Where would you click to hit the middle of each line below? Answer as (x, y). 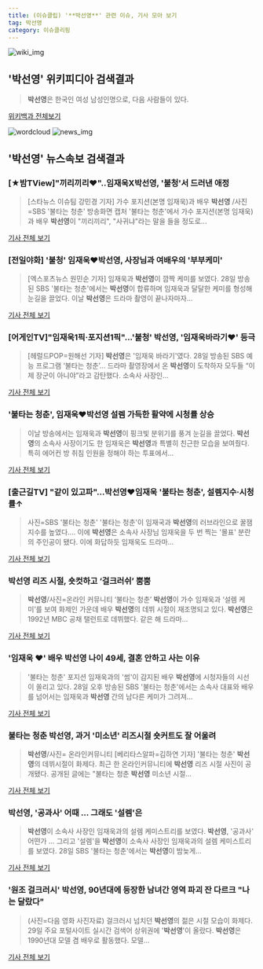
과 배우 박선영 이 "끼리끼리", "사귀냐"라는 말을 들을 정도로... (117, 221)
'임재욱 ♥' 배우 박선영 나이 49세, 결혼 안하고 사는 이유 (104, 659)
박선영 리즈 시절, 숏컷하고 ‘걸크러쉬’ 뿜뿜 (80, 581)
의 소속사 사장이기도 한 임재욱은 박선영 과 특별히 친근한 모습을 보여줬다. (142, 443)
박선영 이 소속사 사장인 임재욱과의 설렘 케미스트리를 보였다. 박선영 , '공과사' (140, 831)
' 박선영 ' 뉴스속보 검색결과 (66, 158)
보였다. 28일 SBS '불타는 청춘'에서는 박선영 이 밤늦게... (119, 851)
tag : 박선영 (25, 23)
